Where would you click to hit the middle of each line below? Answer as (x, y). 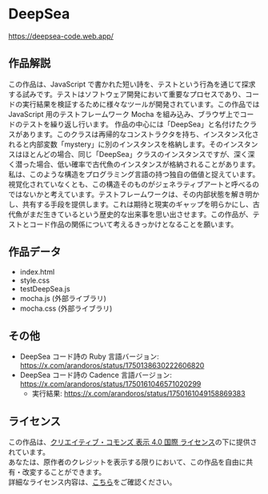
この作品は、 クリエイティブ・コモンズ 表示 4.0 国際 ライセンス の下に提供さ (133, 442)
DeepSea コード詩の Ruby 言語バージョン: (89, 356)
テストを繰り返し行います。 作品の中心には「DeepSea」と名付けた (132, 124)
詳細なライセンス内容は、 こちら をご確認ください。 (92, 482)
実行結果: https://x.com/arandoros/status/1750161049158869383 (138, 394)
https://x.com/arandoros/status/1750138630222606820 (112, 366)
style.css (35, 280)
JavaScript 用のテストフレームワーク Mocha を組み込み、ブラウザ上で (124, 114)
